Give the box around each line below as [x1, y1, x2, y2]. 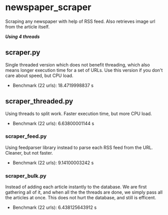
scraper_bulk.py [5, 172, 47, 179]
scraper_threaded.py [5, 97, 73, 105]
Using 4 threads [5, 33, 40, 40]
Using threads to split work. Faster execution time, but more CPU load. [5, 111, 152, 117]
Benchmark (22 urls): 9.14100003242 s [12, 159, 94, 166]
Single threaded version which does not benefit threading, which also [5, 61, 150, 67]
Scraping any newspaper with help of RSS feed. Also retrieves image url [5, 18, 155, 24]
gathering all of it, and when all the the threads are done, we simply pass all [5, 189, 163, 195]
